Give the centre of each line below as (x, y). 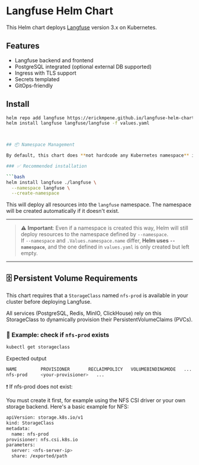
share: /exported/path (39, 456)
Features (23, 46)
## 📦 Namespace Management (41, 145)
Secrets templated (37, 79)
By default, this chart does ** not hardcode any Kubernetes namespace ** (98, 155)
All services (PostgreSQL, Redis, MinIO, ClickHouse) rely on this (84, 313)
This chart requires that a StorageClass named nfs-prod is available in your (97, 295)
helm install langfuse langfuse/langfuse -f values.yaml (78, 123)
